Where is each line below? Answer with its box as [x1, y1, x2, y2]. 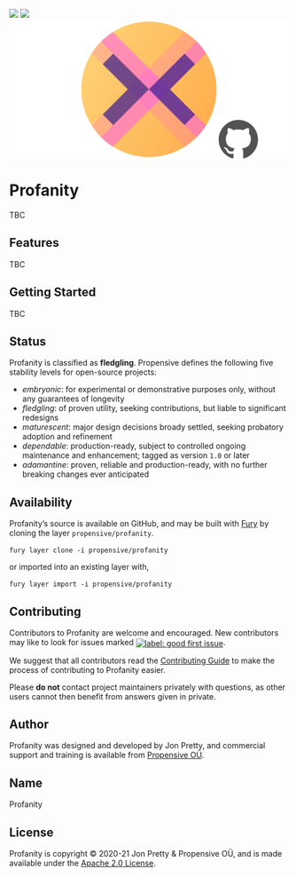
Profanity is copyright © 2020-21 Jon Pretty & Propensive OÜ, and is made [9, 849, 283, 859]
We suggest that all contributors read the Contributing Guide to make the [9, 655, 275, 666]
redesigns [21, 413, 59, 423]
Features [9, 235, 59, 250]
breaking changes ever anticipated [21, 469, 150, 479]
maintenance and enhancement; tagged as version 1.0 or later [21, 450, 250, 461]
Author [9, 717, 49, 732]
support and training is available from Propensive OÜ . [9, 750, 205, 761]
